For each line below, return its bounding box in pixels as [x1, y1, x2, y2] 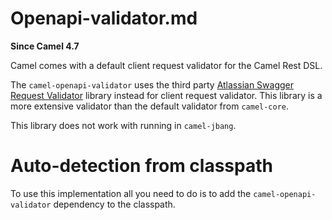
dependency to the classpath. [53, 198, 176, 210]
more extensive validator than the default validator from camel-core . [10, 100, 290, 112]
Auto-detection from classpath [10, 155, 273, 177]
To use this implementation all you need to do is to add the [10, 187, 252, 199]
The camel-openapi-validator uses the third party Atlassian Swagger [10, 78, 295, 91]
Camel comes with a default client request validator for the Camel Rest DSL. [10, 59, 323, 71]
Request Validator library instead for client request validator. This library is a [10, 89, 323, 101]
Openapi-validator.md [10, 7, 198, 30]
